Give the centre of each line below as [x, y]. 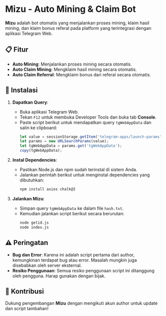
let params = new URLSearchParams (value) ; [64, 141]
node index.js [34, 227]
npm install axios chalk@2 [48, 190]
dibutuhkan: [32, 180]
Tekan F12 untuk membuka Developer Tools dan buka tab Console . [88, 117]
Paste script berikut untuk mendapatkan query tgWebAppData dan [85, 122]
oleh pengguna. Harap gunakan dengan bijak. [59, 276]
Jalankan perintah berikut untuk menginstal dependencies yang [85, 175]
